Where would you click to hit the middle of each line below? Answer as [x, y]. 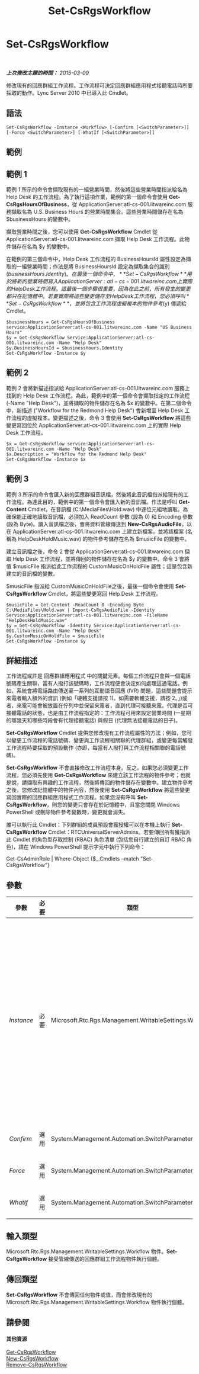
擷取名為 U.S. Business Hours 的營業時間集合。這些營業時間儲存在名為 [97, 211]
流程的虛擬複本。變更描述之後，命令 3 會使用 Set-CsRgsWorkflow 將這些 [101, 418]
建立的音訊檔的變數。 [32, 573]
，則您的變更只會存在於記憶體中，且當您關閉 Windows [113, 805]
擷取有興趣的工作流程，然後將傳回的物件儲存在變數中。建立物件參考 [110, 782]
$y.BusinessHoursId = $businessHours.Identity [65, 348]
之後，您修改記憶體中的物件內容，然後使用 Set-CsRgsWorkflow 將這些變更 [98, 790]
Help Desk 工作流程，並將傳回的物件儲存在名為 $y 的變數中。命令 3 [95, 558]
